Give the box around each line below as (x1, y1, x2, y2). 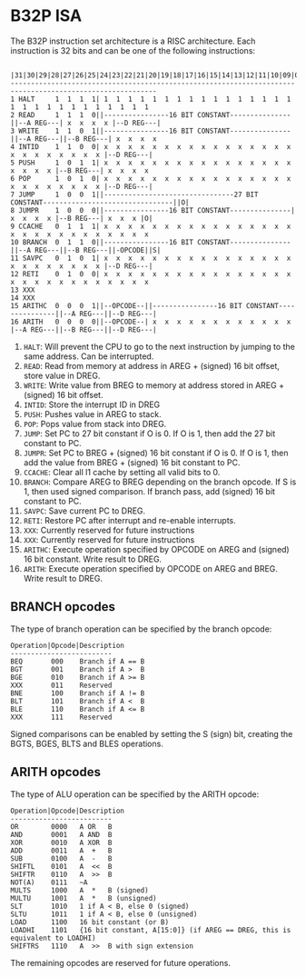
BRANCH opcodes (10, 599, 116, 614)
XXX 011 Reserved (10, 681, 113, 690)
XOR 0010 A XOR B (10, 838, 113, 847)
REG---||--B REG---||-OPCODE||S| (34, 245, 162, 254)
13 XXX (10, 285, 35, 294)
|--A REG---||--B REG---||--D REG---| (10, 324, 157, 334)
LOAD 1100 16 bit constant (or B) (10, 917, 170, 927)
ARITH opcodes (10, 764, 101, 780)
